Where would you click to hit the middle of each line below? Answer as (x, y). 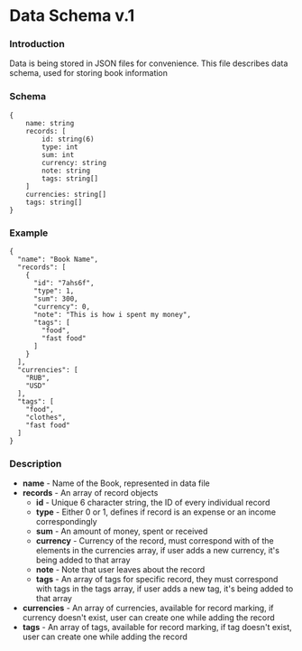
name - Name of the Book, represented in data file (116, 483)
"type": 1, (54, 291)
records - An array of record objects (90, 493)
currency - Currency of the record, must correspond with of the (155, 541)
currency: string (74, 163)
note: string (66, 171)
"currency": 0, (62, 307)
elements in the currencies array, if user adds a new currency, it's (157, 551)
